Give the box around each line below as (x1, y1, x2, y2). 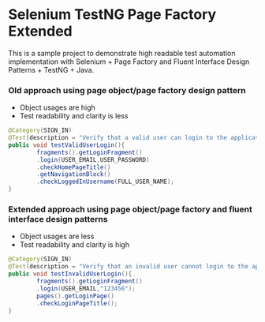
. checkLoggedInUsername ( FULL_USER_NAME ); (36, 178, 175, 186)
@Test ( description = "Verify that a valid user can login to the (8, 134, 227, 142)
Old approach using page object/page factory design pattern (8, 84, 246, 95)
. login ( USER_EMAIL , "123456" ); (36, 284, 136, 293)
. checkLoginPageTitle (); (36, 299, 118, 307)
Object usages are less (19, 231, 95, 241)
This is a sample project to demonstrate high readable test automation (8, 48, 236, 58)
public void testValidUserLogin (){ (8, 140, 125, 149)
